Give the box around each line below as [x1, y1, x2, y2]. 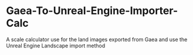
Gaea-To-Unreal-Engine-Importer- [6, 4, 178, 18]
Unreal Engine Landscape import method [6, 42, 106, 49]
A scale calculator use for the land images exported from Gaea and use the [6, 36, 188, 43]
